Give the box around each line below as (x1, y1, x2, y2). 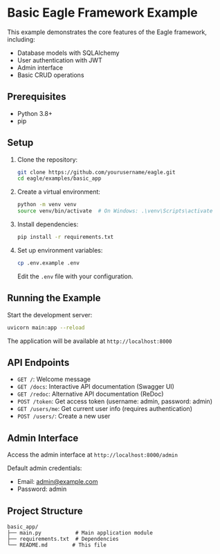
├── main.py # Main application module (7, 529, 154, 536)
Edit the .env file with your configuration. (17, 272, 134, 280)
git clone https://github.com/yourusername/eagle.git (17, 169, 176, 176)
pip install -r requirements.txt (17, 234, 114, 241)
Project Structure (7, 505, 83, 517)
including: (7, 35, 36, 43)
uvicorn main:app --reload (7, 324, 85, 331)
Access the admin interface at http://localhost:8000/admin (7, 451, 178, 459)
